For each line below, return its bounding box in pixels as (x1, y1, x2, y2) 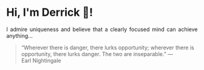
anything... (6, 32, 33, 39)
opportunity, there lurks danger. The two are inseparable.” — (21, 50, 174, 57)
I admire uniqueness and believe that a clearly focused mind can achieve (6, 26, 198, 33)
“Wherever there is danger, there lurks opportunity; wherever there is (21, 44, 194, 51)
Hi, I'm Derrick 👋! (6, 5, 93, 19)
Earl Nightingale (21, 57, 61, 64)
